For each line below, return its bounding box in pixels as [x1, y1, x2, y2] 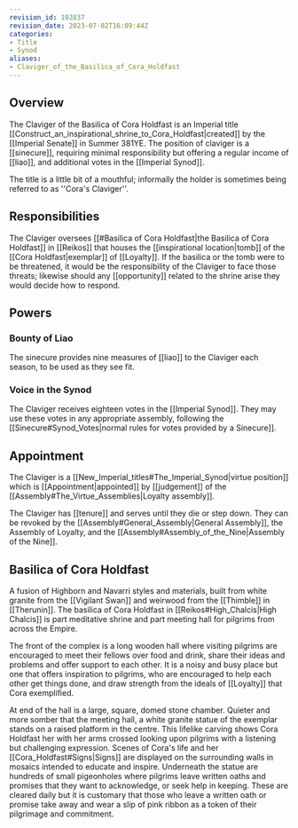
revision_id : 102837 [9, 12, 86, 22]
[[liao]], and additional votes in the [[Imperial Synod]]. [9, 156, 205, 167]
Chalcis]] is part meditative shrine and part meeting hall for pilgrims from [9, 614, 275, 625]
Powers [9, 305, 52, 320]
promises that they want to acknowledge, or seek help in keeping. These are [9, 780, 288, 791]
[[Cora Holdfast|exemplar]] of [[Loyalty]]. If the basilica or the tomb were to [9, 251, 286, 262]
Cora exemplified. [9, 688, 74, 698]
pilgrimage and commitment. [9, 808, 114, 819]
